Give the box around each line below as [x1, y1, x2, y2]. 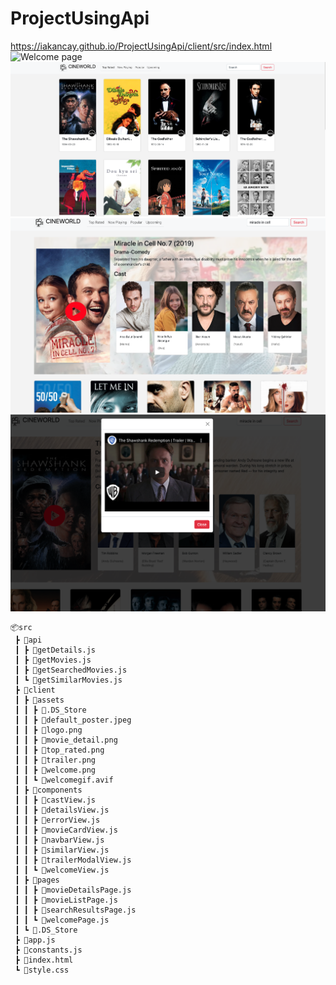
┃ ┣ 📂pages [14, 875, 60, 886]
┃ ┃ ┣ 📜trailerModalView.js [14, 855, 132, 866]
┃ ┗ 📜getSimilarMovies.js [14, 675, 123, 686]
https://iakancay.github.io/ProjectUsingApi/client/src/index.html [10, 40, 273, 52]
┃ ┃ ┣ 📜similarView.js [14, 845, 110, 856]
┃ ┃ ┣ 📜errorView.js [14, 815, 101, 826]
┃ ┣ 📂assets [14, 695, 65, 706]
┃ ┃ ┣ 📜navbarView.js [14, 835, 105, 846]
